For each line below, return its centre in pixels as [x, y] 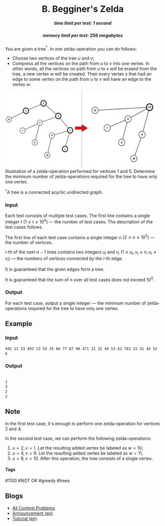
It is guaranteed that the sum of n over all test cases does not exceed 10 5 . [80, 279]
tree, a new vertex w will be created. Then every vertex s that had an [82, 74]
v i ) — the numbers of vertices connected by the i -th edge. [64, 259]
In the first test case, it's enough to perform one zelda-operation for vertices [82, 423]
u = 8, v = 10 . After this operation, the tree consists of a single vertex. [82, 458]
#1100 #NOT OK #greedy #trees [38, 480]
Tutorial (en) [25, 518]
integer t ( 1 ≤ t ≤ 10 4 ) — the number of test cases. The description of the [79, 221]
